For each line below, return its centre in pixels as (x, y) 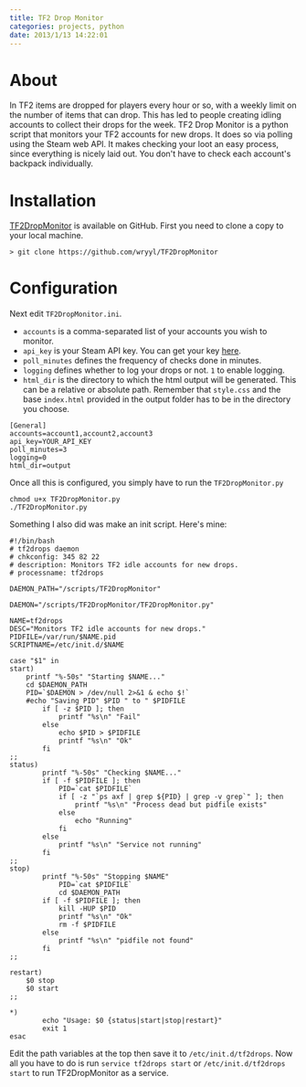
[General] (28, 426)
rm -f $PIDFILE (87, 925)
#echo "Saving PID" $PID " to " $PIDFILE (106, 701)
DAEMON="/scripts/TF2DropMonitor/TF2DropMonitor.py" (112, 605)
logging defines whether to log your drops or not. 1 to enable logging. (153, 370)
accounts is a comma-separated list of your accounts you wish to (145, 332)
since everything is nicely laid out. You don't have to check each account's (150, 154)
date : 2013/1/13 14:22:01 (58, 35)
